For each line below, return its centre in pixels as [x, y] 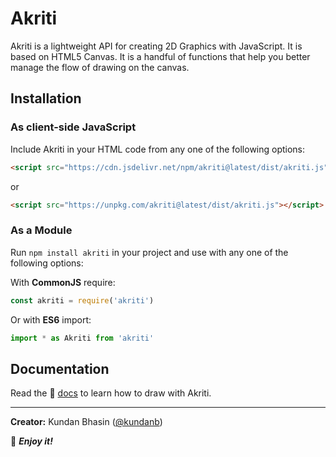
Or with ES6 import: [51, 319]
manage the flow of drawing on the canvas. [100, 67]
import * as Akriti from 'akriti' [82, 338]
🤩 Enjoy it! [31, 441]
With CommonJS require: [63, 282]
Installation [46, 98]
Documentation [60, 368]
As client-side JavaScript [73, 127]
